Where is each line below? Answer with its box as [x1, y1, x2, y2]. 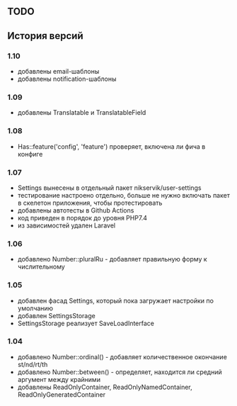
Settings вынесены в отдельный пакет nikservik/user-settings [17, 184, 202, 192]
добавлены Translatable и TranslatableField [17, 108, 146, 117]
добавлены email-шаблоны [17, 67, 100, 76]
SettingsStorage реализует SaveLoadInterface [17, 319, 154, 327]
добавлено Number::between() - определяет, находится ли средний [17, 368, 222, 376]
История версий [7, 30, 83, 42]
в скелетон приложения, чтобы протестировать [17, 198, 163, 207]
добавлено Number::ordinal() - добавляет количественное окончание [17, 352, 228, 361]
